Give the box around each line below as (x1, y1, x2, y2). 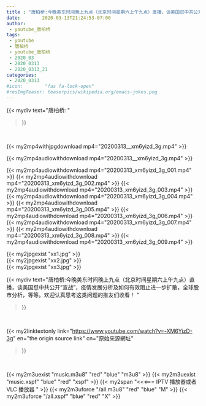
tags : (6, 32, 20, 38)
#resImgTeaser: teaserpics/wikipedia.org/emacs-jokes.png (6, 89, 158, 95)
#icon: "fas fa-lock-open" (6, 84, 95, 90)
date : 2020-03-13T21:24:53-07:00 (6, 15, 112, 21)
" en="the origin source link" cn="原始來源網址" (13, 334, 134, 342)
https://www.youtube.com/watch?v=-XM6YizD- (72, 327, 193, 335)
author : (6, 20, 26, 26)
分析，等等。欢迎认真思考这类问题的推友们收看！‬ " (11, 291, 140, 299)
